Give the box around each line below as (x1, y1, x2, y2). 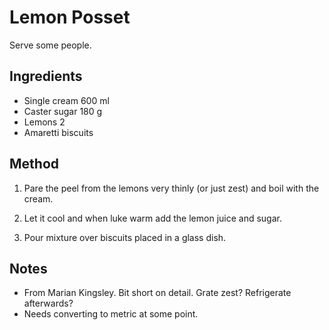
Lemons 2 (23, 116, 66, 128)
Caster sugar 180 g (23, 105, 103, 117)
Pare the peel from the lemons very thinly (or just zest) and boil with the (23, 182, 320, 194)
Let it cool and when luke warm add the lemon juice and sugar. (23, 212, 282, 224)
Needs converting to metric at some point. (23, 308, 199, 320)
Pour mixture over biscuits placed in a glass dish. (23, 231, 227, 243)
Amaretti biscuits (23, 126, 94, 138)
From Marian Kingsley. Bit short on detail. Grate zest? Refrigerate (23, 287, 292, 299)
